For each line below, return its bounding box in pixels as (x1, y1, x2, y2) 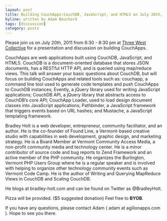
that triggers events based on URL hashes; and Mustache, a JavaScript (5, 108, 152, 114)
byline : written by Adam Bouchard (5, 16, 78, 21)
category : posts (5, 26, 39, 31)
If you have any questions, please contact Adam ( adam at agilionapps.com (5, 205, 160, 211)
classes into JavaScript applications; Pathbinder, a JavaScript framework (5, 102, 156, 108)
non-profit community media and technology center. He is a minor (5, 144, 142, 150)
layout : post (5, 7, 33, 12)
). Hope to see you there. (5, 210, 57, 216)
